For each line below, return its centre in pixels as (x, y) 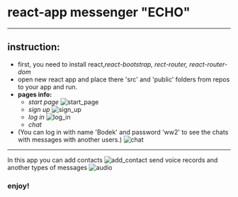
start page (43, 102)
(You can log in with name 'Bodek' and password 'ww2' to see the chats (123, 132)
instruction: (34, 47)
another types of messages (47, 167)
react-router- (208, 64)
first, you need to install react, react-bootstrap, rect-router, (102, 64)
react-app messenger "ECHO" (99, 12)
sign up (39, 109)
